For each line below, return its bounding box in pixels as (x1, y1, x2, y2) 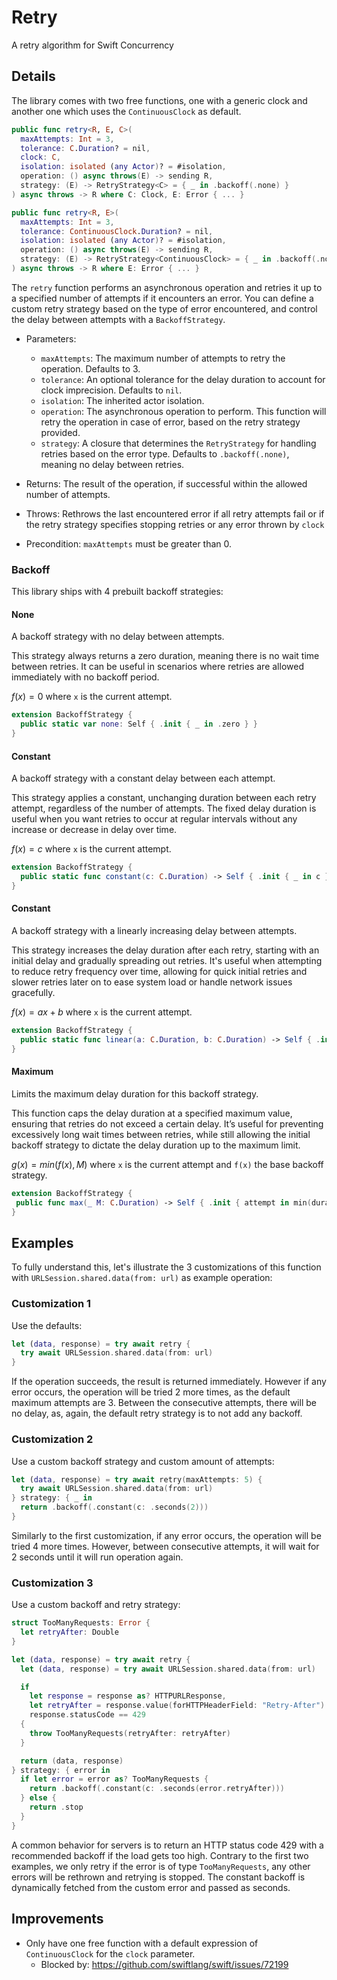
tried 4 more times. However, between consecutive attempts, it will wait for (11, 1540, 320, 1552)
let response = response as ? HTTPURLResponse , (29, 1691, 227, 1701)
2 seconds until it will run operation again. (11, 1551, 184, 1563)
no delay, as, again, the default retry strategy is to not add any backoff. (11, 1407, 303, 1420)
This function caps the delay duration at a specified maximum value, (11, 1107, 293, 1119)
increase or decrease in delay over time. (11, 824, 178, 836)
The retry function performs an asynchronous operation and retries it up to (11, 281, 323, 293)
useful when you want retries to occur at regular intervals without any (11, 813, 298, 825)
